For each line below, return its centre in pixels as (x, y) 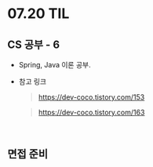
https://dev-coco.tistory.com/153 (91, 97)
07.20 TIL (38, 14)
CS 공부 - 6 (34, 44)
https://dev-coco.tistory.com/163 (91, 112)
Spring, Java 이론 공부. (55, 65)
